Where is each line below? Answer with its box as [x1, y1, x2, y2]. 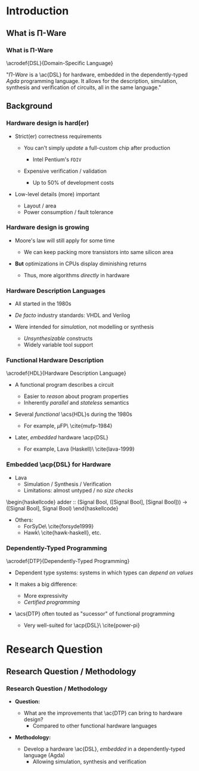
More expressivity [23, 592, 69, 599]
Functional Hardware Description [6, 356, 104, 365]
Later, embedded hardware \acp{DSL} [14, 434, 108, 441]
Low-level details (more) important [14, 190, 100, 198]
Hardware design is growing [6, 223, 89, 231]
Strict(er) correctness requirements [14, 133, 102, 140]
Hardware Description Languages [6, 286, 106, 295]
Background [6, 101, 52, 111]
